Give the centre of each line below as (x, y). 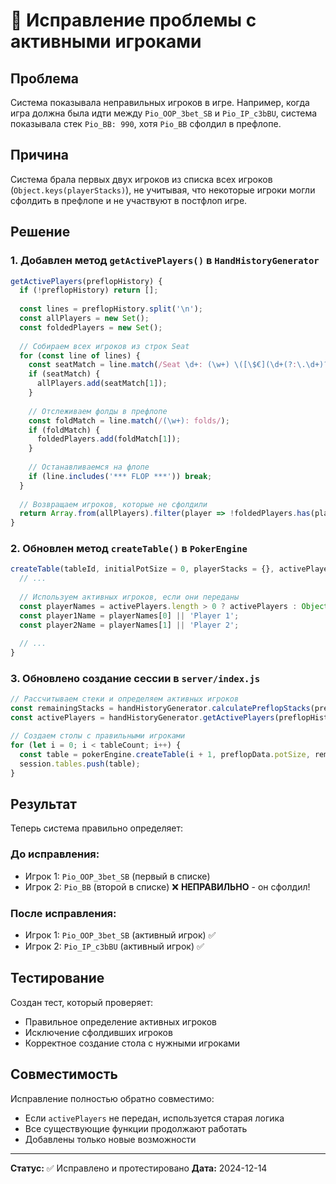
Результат (44, 804)
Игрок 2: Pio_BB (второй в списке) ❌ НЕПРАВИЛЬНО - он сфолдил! (167, 886)
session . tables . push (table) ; (80, 764)
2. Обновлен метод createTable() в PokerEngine (129, 549)
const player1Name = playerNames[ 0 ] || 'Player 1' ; (129, 615)
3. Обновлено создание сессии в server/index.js (135, 679)
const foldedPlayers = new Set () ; (91, 327)
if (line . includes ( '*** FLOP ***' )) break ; (120, 476)
